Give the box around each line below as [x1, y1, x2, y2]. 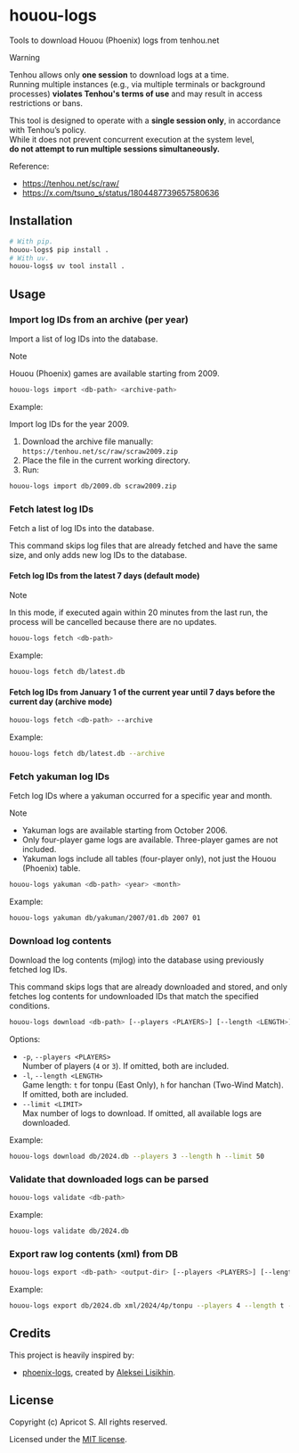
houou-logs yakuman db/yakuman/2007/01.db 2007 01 [9, 914, 201, 923]
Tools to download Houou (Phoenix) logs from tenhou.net [9, 35, 220, 45]
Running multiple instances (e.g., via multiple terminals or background [9, 78, 265, 89]
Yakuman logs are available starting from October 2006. [21, 825, 229, 836]
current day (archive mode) [9, 696, 113, 707]
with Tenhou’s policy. [9, 124, 86, 135]
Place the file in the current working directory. [21, 455, 191, 465]
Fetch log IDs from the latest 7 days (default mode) [9, 570, 200, 580]
